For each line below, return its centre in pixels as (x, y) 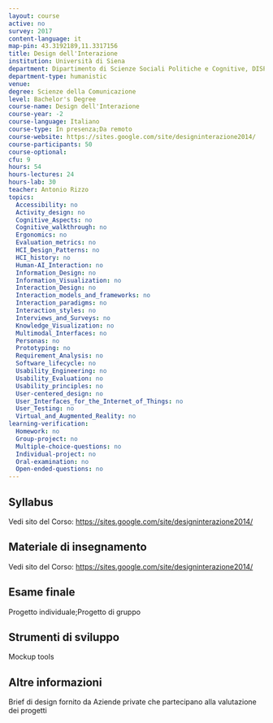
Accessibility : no (47, 205)
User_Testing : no (45, 409)
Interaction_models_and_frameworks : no (83, 296)
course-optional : (38, 152)
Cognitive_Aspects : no (54, 220)
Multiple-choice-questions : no (69, 446)
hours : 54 (25, 167)
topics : (22, 197)
